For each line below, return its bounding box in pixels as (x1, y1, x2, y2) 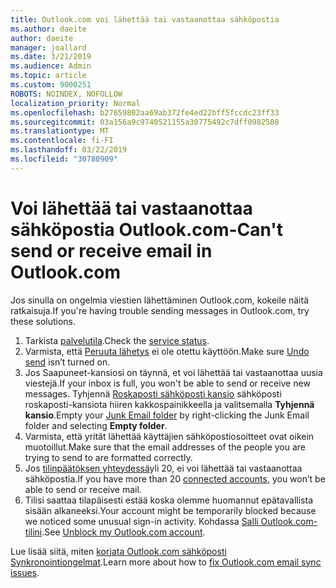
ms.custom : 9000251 (10, 80, 92, 90)
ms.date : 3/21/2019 (10, 52, 92, 62)
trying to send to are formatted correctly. (24, 451, 193, 463)
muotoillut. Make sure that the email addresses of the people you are (24, 441, 307, 453)
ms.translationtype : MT (10, 126, 110, 136)
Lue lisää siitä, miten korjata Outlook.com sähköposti (10, 545, 227, 557)
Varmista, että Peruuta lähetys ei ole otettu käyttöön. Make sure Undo (24, 345, 310, 357)
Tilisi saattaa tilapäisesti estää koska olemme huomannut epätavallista (24, 494, 314, 506)
